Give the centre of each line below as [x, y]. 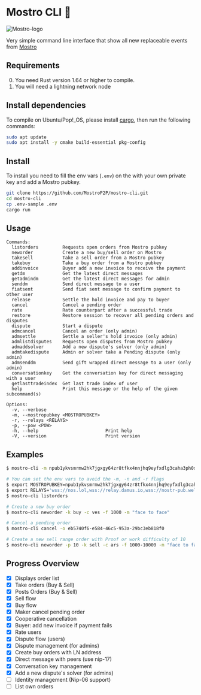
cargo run [19, 210]
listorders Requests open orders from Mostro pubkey [89, 247]
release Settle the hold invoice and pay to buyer [91, 300]
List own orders [34, 686]
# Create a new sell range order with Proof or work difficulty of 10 [96, 540]
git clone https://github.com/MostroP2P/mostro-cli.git [77, 193]
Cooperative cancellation [46, 619]
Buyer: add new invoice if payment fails [63, 625]
